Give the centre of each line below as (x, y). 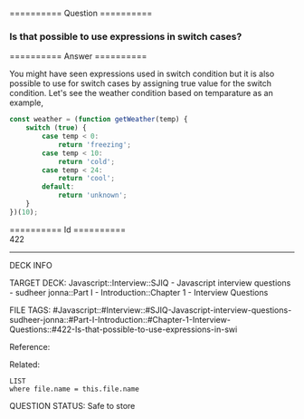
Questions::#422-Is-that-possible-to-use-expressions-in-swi (123, 329)
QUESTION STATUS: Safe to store (72, 405)
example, (26, 102)
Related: (25, 364)
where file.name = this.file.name (75, 389)
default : (58, 187)
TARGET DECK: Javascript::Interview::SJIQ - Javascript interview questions (150, 283)
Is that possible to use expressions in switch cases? (126, 36)
